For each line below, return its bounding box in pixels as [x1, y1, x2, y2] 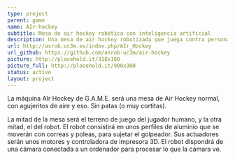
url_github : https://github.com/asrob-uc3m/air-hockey [7, 50, 171, 57]
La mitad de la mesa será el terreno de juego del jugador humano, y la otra [7, 115, 222, 124]
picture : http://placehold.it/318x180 [7, 56, 120, 63]
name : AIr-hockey [7, 23, 58, 30]
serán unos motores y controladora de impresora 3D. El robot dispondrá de [7, 138, 224, 146]
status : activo [7, 68, 52, 75]
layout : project [7, 75, 55, 82]
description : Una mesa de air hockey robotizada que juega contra [7, 36, 205, 43]
